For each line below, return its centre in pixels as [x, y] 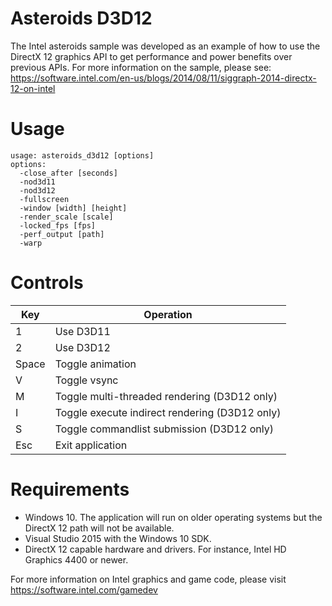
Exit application [91, 445]
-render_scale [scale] [66, 217]
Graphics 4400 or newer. [76, 559]
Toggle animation [95, 364]
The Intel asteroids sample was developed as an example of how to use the [165, 46]
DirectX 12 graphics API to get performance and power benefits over [151, 56]
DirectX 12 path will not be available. [99, 528]
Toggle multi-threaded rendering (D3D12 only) [166, 396]
